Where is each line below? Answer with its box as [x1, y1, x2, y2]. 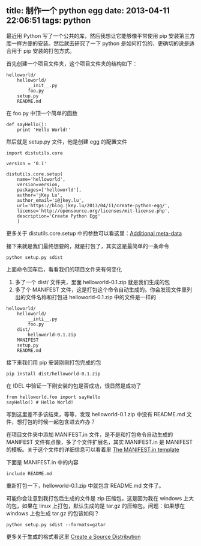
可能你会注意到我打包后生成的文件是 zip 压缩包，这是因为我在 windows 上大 [6, 494, 194, 502]
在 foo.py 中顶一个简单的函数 [6, 109, 78, 117]
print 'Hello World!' [17, 127, 71, 133]
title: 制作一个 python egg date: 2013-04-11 [6, 5, 170, 16]
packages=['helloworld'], [17, 187, 82, 193]
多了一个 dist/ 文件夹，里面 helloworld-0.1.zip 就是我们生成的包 [14, 278, 170, 285]
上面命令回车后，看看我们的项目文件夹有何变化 [6, 265, 122, 273]
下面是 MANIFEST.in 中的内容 [6, 458, 79, 466]
